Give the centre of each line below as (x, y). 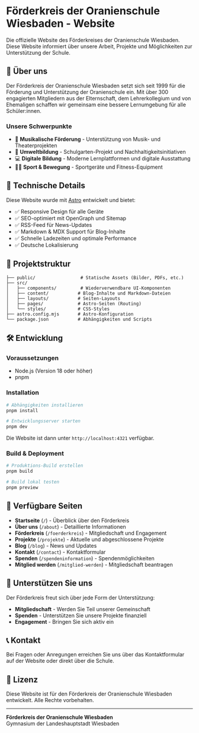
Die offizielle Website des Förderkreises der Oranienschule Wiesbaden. (93, 40)
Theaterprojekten (36, 146)
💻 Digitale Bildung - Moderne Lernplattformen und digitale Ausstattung (102, 159)
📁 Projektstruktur (38, 264)
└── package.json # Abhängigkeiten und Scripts (79, 319)
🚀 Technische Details (46, 186)
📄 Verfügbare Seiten (44, 506)
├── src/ (17, 283)
